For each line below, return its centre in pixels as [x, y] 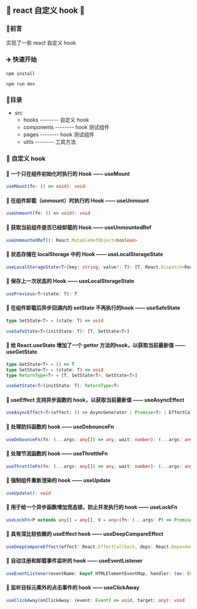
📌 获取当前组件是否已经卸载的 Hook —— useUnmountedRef [79, 227]
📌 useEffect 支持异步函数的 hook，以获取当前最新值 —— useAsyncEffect [95, 400]
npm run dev [21, 84]
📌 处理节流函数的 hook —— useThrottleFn [57, 453]
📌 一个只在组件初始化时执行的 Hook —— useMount [68, 174]
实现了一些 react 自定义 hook [41, 42]
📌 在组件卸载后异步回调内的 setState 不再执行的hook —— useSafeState [93, 308]
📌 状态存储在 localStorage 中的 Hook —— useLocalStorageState [85, 254]
